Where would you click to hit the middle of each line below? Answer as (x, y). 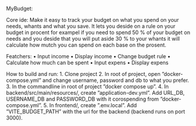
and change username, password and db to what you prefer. (116, 80)
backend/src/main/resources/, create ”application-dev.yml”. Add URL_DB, (95, 93)
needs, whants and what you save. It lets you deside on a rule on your (91, 26)
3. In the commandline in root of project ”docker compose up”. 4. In (87, 87)
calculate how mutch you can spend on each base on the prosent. (86, 45)
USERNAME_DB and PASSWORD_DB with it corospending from (82, 99)
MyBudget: (20, 9)
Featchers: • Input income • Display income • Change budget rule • (88, 56)
